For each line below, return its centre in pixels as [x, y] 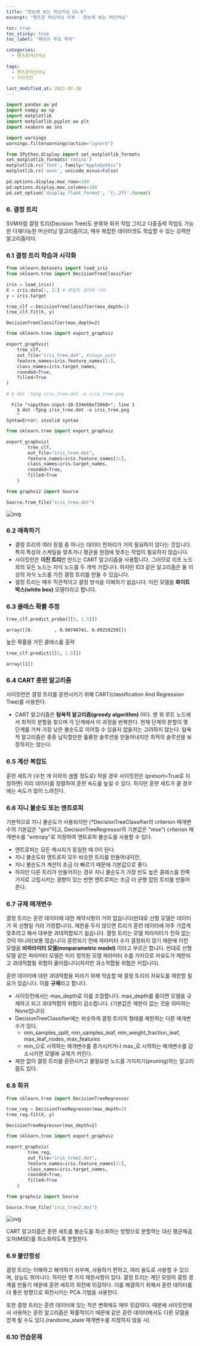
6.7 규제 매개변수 [29, 904]
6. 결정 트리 [22, 209]
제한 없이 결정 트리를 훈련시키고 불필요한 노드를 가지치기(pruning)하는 [96, 1061]
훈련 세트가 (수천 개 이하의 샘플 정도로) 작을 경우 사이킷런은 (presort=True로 [95, 775]
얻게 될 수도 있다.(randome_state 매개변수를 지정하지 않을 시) [78, 1320]
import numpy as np [30, 110]
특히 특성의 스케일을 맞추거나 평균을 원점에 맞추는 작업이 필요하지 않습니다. [102, 552]
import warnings [26, 138]
